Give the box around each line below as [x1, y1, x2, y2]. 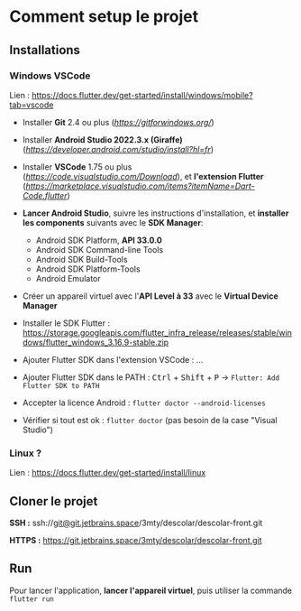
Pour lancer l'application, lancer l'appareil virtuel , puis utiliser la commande [9, 585, 293, 596]
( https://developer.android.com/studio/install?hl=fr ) [22, 143, 214, 154]
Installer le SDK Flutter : [22, 318, 111, 329]
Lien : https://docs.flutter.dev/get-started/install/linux [9, 468, 206, 478]
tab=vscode [9, 99, 54, 110]
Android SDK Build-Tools [35, 254, 128, 264]
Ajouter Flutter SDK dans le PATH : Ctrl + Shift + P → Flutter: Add [22, 372, 280, 383]
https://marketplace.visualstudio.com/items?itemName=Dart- [25, 181, 255, 191]
